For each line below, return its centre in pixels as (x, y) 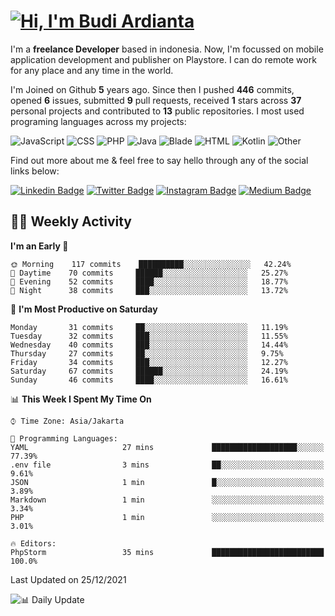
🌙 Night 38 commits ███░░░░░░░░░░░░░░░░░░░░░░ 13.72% (149, 290)
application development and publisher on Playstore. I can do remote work (163, 59)
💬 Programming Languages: (64, 438)
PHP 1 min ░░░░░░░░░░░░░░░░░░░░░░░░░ (167, 517)
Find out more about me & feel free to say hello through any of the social (159, 160)
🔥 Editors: (33, 543)
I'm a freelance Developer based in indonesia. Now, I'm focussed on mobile (167, 49)
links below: (35, 171)
